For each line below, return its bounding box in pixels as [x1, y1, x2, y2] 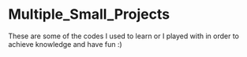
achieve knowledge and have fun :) [8, 39, 122, 48]
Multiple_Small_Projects [8, 5, 170, 23]
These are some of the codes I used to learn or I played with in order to [8, 31, 239, 41]
